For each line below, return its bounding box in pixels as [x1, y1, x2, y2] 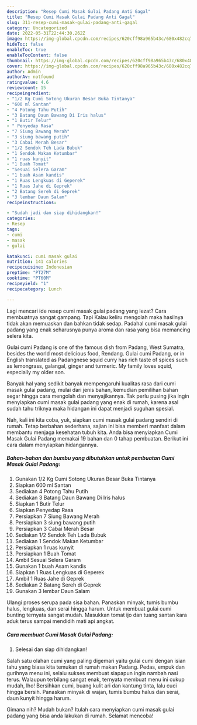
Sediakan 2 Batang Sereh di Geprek [15, 581, 101, 588]
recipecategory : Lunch [6, 286, 62, 292]
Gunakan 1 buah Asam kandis [15, 563, 87, 570]
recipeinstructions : [6, 199, 57, 205]
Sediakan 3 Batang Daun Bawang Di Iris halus [15, 494, 125, 502]
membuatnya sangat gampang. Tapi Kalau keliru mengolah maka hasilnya [6, 313, 184, 320]
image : [6, 36, 23, 42]
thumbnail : [6, 57, 33, 63]
